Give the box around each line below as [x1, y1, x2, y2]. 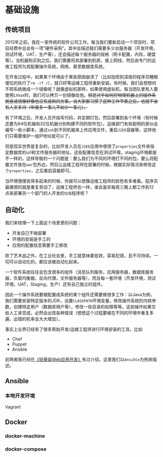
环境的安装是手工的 [12, 236, 51, 242]
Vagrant [5, 404, 21, 410]
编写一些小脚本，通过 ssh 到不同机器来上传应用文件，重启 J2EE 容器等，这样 [5, 127, 152, 133]
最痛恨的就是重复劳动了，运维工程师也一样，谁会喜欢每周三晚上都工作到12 [5, 184, 154, 190]
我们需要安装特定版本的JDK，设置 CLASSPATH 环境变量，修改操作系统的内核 [5, 298, 152, 304]
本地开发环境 [5, 393, 35, 400]
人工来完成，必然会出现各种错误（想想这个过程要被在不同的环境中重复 [9, 310, 149, 316]
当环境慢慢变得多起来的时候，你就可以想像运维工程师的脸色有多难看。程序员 [5, 178, 158, 184]
